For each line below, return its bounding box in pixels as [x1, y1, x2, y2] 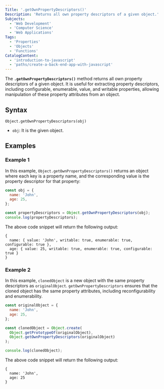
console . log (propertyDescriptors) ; [5, 215, 78, 220]
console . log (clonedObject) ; [5, 348, 63, 353]
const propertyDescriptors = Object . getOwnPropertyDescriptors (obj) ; [5, 211, 151, 215]
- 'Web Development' [9, 21, 52, 26]
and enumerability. [5, 293, 43, 299]
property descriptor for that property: [5, 178, 81, 184]
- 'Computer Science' [9, 26, 54, 31]
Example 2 [5, 266, 31, 273]
